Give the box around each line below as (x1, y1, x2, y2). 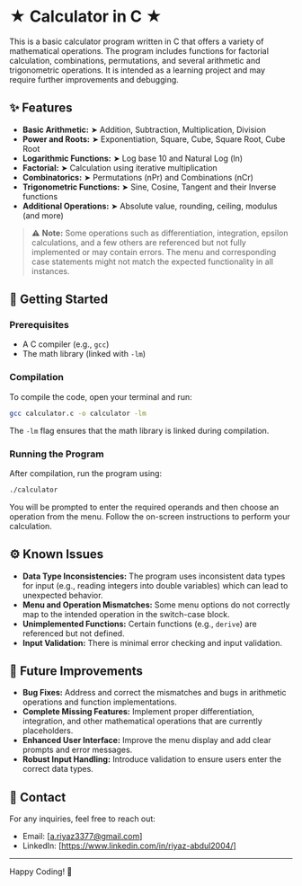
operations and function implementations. (22, 696, 178, 707)
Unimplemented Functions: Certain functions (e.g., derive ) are (22, 618, 258, 629)
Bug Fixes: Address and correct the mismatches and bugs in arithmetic (22, 687, 287, 698)
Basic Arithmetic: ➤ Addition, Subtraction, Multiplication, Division (22, 124, 267, 135)
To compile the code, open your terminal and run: (9, 391, 192, 402)
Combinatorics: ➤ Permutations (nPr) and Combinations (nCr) (22, 172, 254, 182)
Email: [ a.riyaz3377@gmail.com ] (22, 831, 143, 842)
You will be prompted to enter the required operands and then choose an (9, 501, 280, 512)
